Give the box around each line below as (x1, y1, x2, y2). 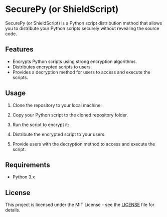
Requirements (5, 160, 50, 169)
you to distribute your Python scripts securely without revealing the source (5, 25, 159, 31)
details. (5, 207, 21, 213)
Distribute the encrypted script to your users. (12, 131, 106, 137)
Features (5, 45, 34, 53)
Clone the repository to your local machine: (12, 102, 102, 108)
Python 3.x (12, 174, 35, 180)
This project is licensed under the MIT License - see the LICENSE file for (5, 201, 154, 208)
